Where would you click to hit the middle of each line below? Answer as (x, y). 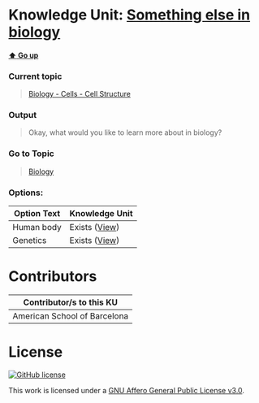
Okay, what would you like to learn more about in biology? (125, 132)
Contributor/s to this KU (71, 302)
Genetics (30, 240)
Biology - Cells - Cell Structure (80, 94)
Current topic (35, 76)
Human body (37, 227)
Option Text (37, 213)
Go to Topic (31, 154)
